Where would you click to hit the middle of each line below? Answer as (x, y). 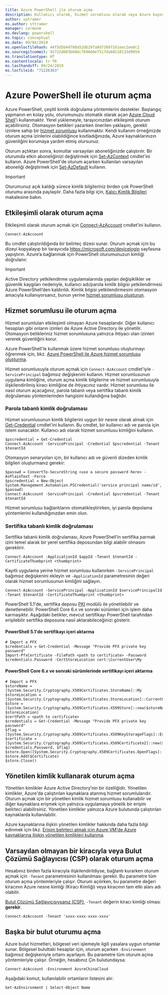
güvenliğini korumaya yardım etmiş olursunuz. (52, 141)
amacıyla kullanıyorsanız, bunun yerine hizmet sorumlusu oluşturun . (75, 295)
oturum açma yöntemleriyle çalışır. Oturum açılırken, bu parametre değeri (80, 882)
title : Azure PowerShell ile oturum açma (49, 10)
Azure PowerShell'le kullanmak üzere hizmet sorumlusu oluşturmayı (75, 348)
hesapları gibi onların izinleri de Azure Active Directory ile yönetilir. (73, 328)
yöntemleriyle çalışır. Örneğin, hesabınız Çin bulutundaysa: (65, 960)
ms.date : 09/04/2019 (27, 43)
